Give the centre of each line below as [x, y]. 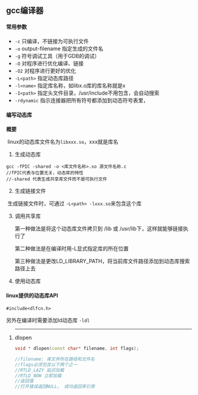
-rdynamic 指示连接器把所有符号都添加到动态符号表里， [82, 100]
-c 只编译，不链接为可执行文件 [52, 41]
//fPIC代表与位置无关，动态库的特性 [45, 173]
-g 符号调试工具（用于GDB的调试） [57, 56]
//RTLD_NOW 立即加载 [38, 375]
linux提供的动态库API [32, 296]
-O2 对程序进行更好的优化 [45, 70]
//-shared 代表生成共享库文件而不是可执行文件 [57, 179]
